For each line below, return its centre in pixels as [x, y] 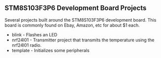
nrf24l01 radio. [27, 45]
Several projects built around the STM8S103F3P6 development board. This [80, 20]
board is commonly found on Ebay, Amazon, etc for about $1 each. [72, 25]
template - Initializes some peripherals [50, 50]
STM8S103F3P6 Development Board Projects [76, 8]
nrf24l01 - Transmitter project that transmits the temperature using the [83, 40]
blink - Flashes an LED [34, 34]
